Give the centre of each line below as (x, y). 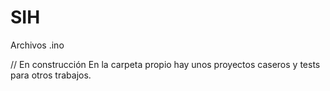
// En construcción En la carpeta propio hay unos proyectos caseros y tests (165, 64)
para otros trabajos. (51, 75)
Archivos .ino (37, 45)
